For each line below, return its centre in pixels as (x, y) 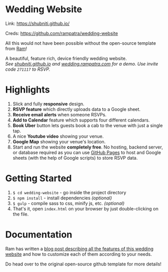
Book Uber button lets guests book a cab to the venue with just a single (88, 125)
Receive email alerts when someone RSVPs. (60, 114)
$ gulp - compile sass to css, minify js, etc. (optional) (68, 203)
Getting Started (39, 178)
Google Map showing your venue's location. (59, 141)
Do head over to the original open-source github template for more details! (83, 264)
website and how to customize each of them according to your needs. (79, 254)
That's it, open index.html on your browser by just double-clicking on (86, 208)
